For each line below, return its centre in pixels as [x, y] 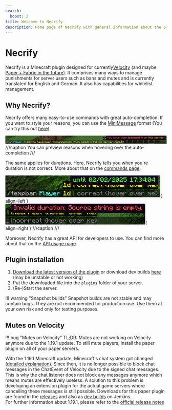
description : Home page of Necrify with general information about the [83, 27]
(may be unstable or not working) [48, 278]
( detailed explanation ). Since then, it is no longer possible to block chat [80, 364]
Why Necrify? [28, 105]
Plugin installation [35, 260]
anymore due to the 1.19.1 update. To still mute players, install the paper [80, 343]
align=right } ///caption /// [33, 228]
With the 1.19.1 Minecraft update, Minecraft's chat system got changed [79, 359]
